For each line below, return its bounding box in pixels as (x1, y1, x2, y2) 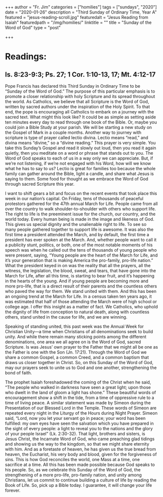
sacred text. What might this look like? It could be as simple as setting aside (5, 114, 156, 120)
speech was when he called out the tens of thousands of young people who (5, 247, 157, 253)
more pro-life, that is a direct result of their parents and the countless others (5, 283, 157, 289)
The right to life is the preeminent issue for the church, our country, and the (5, 211, 156, 217)
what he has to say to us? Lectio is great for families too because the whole (5, 166, 156, 171)
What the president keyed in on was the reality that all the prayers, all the (5, 263, 151, 268)
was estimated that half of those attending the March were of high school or (5, 299, 157, 305)
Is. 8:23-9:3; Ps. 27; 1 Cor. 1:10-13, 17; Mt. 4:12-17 (5, 70, 156, 79)
